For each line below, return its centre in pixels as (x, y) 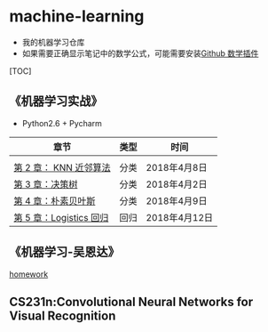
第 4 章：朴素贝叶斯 (55, 200)
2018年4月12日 (180, 217)
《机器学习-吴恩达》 (64, 252)
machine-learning (77, 16)
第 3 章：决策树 (46, 184)
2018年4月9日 (177, 200)
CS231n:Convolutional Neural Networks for (131, 301)
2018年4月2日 (177, 184)
